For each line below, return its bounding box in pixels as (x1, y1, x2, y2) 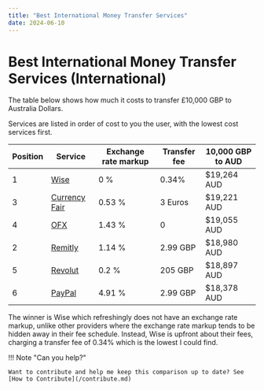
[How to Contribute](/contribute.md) (8, 375, 132, 383)
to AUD (214, 156, 243, 167)
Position (12, 151, 44, 162)
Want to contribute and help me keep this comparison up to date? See (8, 368, 244, 377)
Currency (50, 192, 86, 203)
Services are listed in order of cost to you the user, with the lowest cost (8, 119, 239, 128)
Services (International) (8, 69, 167, 87)
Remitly (50, 242, 79, 253)
